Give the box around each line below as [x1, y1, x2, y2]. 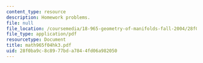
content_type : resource [6, 8, 66, 15]
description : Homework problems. [6, 14, 91, 20]
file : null [6, 20, 34, 26]
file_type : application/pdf [6, 31, 77, 37]
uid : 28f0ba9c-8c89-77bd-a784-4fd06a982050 [6, 48, 118, 54]
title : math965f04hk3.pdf [6, 43, 71, 49]
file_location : [6, 25, 45, 32]
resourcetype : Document [6, 37, 66, 43]
